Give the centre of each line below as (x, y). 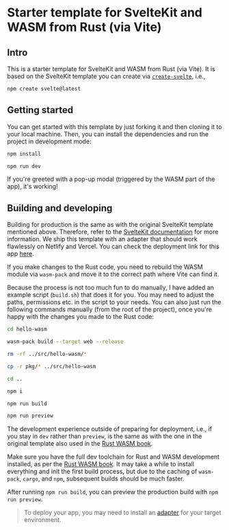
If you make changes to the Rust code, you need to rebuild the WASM (105, 267)
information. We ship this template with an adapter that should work (103, 239)
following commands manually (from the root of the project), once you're (110, 309)
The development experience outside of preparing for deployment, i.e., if (110, 429)
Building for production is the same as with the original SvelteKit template (110, 225)
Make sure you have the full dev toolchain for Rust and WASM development (113, 457)
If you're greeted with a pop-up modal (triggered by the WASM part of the (111, 179)
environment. (42, 520)
